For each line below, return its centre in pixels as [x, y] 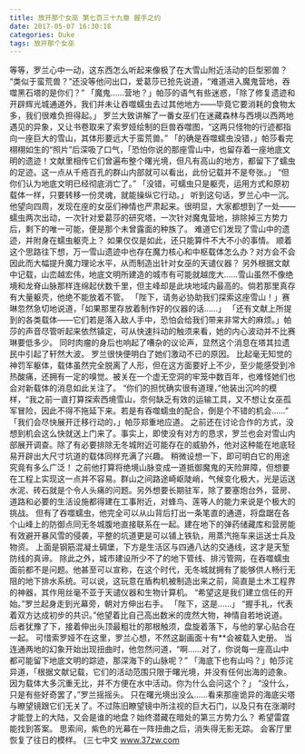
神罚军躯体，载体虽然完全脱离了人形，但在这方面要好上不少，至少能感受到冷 [152, 365]
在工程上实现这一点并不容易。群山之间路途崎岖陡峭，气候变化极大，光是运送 [152, 479]
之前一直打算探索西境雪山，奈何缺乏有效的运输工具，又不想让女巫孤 [164, 400]
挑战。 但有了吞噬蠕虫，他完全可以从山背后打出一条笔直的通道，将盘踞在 [146, 513]
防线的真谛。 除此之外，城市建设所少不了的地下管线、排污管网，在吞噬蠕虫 [150, 559]
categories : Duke [42, 35]
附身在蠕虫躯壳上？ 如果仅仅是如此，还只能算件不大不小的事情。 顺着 [162, 241]
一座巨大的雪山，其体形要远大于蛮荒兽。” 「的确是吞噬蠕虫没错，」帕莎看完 [155, 138]
